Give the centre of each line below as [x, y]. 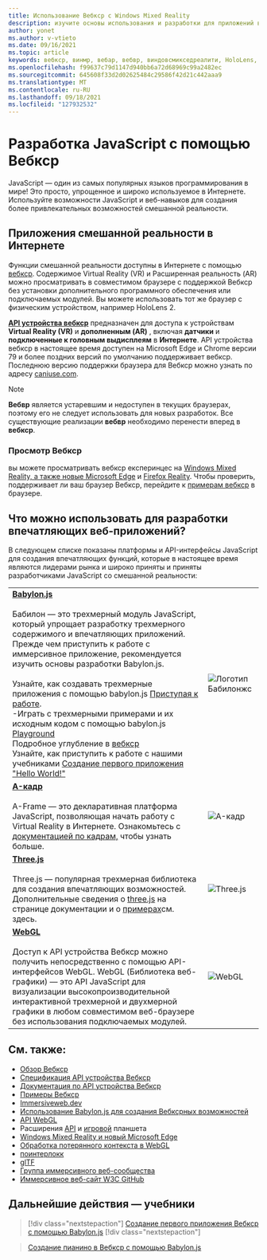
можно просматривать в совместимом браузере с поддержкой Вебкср [130, 282]
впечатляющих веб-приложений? [97, 531]
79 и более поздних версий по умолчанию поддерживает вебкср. [120, 356]
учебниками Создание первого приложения [98, 763]
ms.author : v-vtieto [43, 38]
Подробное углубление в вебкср [76, 744]
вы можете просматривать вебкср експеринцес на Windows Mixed [122, 468]
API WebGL [39, 1120]
